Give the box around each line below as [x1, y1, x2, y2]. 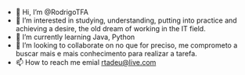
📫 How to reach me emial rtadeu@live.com [15, 58, 157, 66]
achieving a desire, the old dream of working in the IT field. [15, 24, 206, 33]
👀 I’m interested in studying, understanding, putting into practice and [15, 16, 237, 25]
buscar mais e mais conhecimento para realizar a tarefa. [15, 49, 197, 58]
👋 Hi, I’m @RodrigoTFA [15, 8, 88, 16]
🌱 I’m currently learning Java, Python [15, 32, 135, 41]
